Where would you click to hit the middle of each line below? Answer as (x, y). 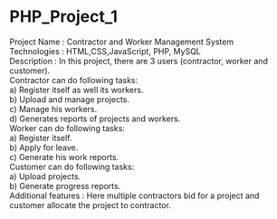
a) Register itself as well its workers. (76, 90)
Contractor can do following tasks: (74, 80)
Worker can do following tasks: (67, 128)
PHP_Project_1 (63, 17)
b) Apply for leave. (44, 148)
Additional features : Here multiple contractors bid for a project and (134, 195)
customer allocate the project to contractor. (91, 205)
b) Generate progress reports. (65, 186)
